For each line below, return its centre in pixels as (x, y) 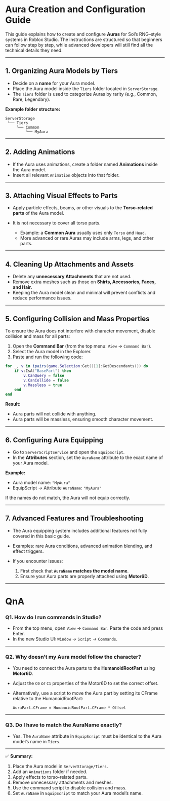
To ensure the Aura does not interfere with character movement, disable (80, 331)
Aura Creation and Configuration (75, 9)
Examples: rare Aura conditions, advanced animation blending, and (82, 546)
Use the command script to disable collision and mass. (70, 788)
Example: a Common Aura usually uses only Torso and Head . (83, 233)
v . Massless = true (43, 385)
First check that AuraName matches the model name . (74, 570)
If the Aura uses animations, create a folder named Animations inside (85, 164)
